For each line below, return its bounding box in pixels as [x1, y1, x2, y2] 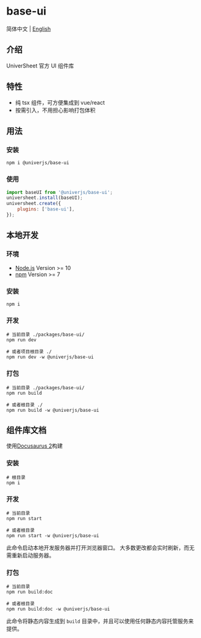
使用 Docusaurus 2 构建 [6, 442, 63, 449]
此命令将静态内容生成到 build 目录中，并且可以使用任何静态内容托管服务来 [6, 617, 194, 625]
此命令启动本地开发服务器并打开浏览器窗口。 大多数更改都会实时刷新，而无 [6, 544, 195, 551]
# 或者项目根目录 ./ [6, 348, 52, 355]
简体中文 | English [6, 25, 51, 32]
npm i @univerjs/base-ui [6, 160, 69, 166]
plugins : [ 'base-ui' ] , [17, 206, 75, 212]
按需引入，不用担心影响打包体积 [15, 106, 96, 114]
